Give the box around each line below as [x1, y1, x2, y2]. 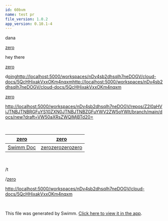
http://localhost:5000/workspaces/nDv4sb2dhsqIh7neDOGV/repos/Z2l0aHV [5, 103, 162, 110]
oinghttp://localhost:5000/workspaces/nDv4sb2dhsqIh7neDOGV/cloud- [7, 73, 156, 80]
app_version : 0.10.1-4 [5, 21, 52, 26]
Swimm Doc [7, 144, 36, 151]
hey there [5, 54, 25, 60]
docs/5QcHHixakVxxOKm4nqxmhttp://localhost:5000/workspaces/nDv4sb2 [5, 79, 163, 85]
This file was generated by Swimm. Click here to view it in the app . [5, 211, 142, 217]
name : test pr [5, 12, 35, 17]
